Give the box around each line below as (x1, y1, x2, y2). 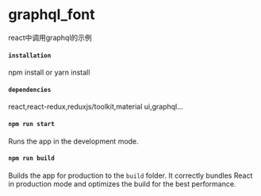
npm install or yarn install (8, 67, 90, 77)
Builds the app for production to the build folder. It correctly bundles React (8, 171, 253, 180)
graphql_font (8, 6, 95, 24)
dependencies (8, 86, 52, 94)
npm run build (8, 155, 56, 163)
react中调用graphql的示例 (8, 33, 93, 42)
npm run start (8, 120, 56, 128)
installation (8, 52, 52, 60)
